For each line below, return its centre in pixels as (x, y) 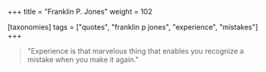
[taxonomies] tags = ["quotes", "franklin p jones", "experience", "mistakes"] (133, 27)
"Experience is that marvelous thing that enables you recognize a (135, 51)
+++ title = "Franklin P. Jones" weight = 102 (80, 12)
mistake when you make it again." (83, 60)
